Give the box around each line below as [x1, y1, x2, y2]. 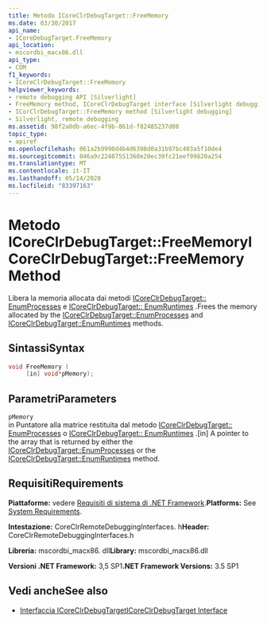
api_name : [8, 26, 41, 34]
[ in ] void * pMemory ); [25, 370, 94, 378]
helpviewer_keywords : [8, 85, 80, 94]
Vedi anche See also [8, 584, 109, 598]
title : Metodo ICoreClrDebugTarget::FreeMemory [8, 11, 169, 20]
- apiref [8, 137, 37, 146]
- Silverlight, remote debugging [8, 115, 119, 123]
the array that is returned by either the [8, 437, 133, 446]
